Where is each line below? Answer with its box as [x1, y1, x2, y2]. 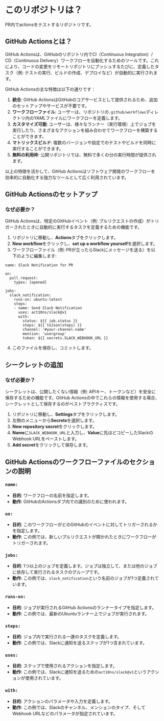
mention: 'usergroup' [23, 331, 67, 336]
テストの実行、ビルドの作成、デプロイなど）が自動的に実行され [24, 70, 153, 75]
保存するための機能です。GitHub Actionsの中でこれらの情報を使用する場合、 [5, 395, 160, 401]
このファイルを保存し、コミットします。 [12, 345, 94, 351]
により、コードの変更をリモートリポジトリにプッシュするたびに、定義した [5, 63, 155, 69]
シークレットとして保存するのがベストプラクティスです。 [5, 401, 120, 407]
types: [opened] [14, 280, 47, 285]
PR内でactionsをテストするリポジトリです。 [5, 22, 94, 27]
